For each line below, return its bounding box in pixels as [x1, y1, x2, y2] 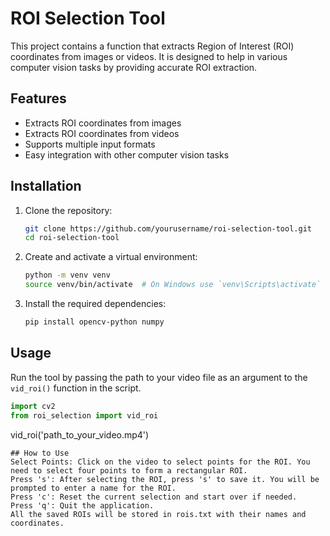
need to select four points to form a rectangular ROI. [10, 465, 248, 476]
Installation [10, 178, 82, 195]
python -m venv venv [24, 270, 111, 281]
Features [10, 90, 67, 107]
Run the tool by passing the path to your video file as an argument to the [10, 371, 308, 383]
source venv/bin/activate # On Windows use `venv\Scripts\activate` [24, 280, 322, 290]
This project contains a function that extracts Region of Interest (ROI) [10, 40, 295, 52]
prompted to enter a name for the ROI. [10, 483, 177, 493]
